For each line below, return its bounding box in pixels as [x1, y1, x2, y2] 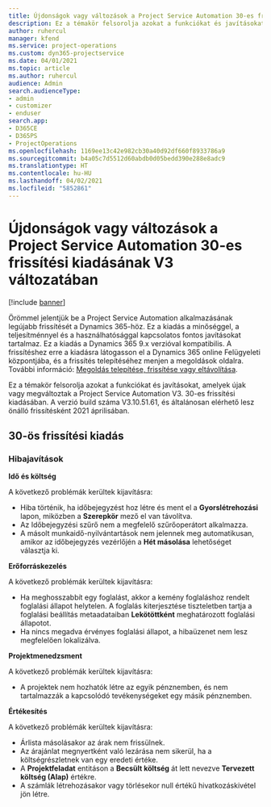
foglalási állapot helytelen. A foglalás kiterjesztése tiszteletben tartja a [19, 601, 252, 611]
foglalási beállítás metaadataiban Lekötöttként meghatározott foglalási [19, 610, 256, 620]
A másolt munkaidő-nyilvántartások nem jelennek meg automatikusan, [19, 529, 254, 538]
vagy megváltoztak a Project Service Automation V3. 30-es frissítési [8, 388, 236, 398]
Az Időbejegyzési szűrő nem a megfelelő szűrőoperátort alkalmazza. [19, 520, 248, 529]
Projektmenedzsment [8, 651, 83, 661]
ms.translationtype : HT [8, 162, 89, 170]
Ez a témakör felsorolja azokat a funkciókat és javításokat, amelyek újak [8, 380, 246, 390]
